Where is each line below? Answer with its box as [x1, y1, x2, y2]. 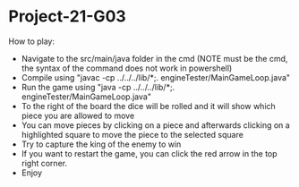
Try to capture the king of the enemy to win [21, 139, 182, 149]
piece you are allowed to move [21, 110, 135, 121]
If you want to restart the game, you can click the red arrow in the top [21, 148, 278, 158]
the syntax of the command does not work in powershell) [21, 63, 233, 73]
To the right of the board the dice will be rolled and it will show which [21, 100, 277, 111]
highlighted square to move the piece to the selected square [21, 129, 243, 140]
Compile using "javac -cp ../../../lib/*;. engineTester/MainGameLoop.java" [21, 72, 291, 82]
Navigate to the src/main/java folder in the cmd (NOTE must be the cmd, [21, 53, 288, 64]
